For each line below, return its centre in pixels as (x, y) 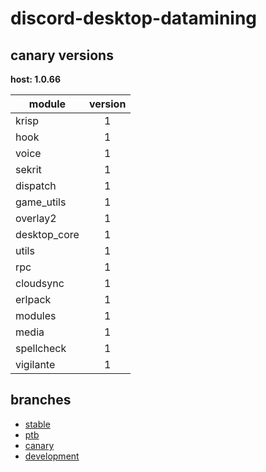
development (52, 456)
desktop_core (47, 234)
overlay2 (36, 218)
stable (37, 424)
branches (41, 400)
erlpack (33, 299)
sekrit (28, 169)
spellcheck (41, 348)
